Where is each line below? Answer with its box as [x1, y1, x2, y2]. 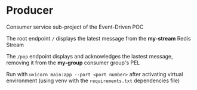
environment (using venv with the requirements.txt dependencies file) [6, 77, 180, 84]
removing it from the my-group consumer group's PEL [6, 59, 140, 66]
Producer [6, 4, 54, 17]
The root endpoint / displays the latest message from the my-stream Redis [6, 35, 191, 42]
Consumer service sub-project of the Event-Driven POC [6, 23, 144, 30]
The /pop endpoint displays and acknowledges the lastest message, [6, 52, 173, 60]
